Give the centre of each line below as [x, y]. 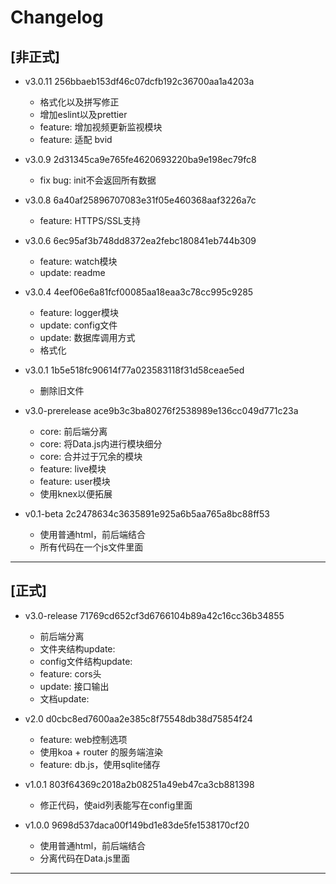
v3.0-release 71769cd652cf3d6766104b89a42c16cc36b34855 [154, 615]
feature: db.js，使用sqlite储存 [100, 764]
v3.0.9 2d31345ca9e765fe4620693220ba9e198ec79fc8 [140, 159]
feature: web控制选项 [83, 739]
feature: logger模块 [79, 312]
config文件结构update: [86, 661]
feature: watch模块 [78, 261]
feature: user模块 [75, 481]
